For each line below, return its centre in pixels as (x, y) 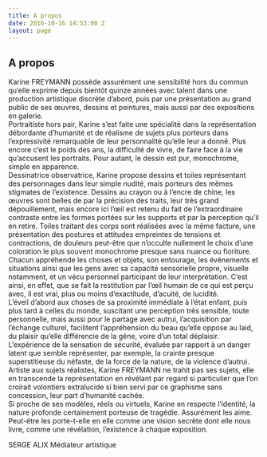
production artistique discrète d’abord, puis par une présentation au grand (130, 99)
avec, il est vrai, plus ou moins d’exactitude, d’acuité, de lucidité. (114, 294)
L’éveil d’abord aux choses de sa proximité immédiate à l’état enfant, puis (128, 302)
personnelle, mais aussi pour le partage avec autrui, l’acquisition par (120, 319)
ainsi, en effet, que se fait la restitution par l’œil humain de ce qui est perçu (131, 286)
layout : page (30, 30)
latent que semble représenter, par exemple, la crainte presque (112, 353)
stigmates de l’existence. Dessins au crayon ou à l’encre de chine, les (122, 192)
